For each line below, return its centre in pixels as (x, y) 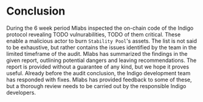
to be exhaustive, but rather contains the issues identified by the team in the (101, 47)
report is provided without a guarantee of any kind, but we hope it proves (98, 66)
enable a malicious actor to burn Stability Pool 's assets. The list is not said (102, 41)
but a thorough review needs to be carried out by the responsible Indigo (96, 86)
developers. (21, 92)
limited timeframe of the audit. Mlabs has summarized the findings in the (97, 53)
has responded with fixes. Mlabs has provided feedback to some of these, (99, 80)
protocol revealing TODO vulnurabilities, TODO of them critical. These (94, 34)
